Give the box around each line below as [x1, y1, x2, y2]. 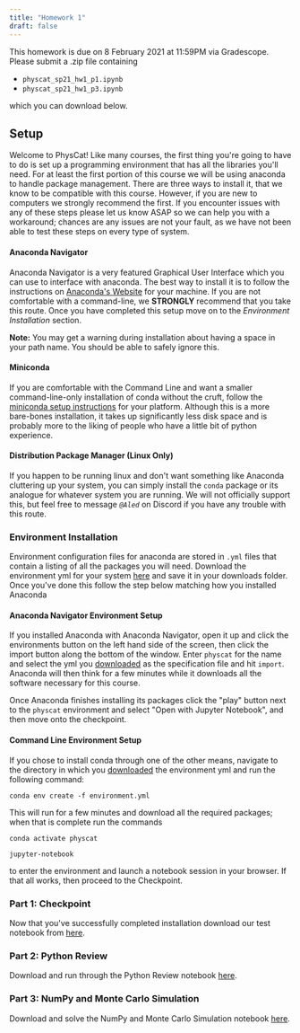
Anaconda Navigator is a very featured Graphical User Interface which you [9, 267, 285, 278]
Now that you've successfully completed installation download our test [9, 917, 271, 928]
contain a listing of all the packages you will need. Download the [9, 561, 246, 571]
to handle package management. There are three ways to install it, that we [9, 179, 283, 190]
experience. [9, 429, 54, 440]
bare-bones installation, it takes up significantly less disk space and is [9, 411, 268, 421]
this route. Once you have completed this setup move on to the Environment [9, 305, 290, 315]
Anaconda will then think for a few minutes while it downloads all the [9, 668, 262, 679]
